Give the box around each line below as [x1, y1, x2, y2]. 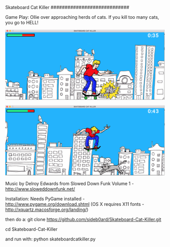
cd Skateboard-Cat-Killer [5, 226, 58, 232]
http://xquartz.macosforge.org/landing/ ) [5, 206, 89, 213]
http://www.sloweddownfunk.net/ [5, 186, 75, 192]
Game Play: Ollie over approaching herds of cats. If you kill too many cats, [5, 14, 159, 20]
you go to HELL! [5, 20, 39, 25]
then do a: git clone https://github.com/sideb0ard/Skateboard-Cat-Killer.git [5, 217, 161, 223]
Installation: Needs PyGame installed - [5, 196, 85, 202]
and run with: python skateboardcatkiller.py [5, 236, 96, 242]
